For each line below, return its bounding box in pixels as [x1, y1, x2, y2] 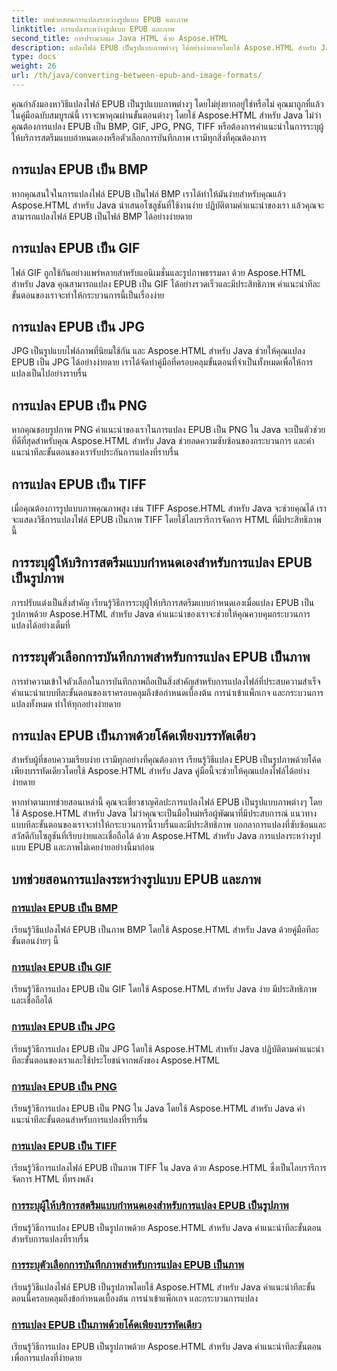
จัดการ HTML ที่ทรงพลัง [11, 1173, 94, 1185]
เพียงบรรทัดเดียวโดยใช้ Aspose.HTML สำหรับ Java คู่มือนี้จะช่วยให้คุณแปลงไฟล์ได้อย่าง [11, 765, 310, 777]
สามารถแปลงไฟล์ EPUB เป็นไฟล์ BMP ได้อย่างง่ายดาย [11, 210, 193, 222]
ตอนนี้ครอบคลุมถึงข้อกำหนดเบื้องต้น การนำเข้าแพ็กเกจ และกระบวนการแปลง [11, 1292, 259, 1304]
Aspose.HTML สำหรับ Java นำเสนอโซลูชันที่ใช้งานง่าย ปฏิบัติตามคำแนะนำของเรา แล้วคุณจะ [11, 199, 325, 211]
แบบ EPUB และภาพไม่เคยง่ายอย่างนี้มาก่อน [11, 841, 155, 853]
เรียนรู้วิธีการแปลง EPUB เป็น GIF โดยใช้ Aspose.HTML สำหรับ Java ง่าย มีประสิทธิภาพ [11, 983, 318, 995]
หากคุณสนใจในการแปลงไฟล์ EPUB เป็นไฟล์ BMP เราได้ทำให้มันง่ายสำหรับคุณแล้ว [11, 187, 286, 200]
